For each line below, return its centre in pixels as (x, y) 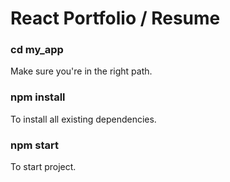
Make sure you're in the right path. (81, 71)
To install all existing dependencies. (83, 119)
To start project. (43, 167)
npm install (38, 97)
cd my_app (37, 50)
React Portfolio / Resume (115, 18)
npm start (35, 145)
